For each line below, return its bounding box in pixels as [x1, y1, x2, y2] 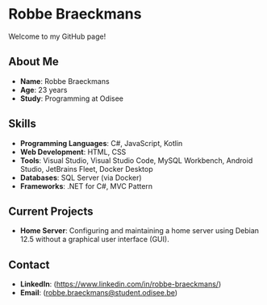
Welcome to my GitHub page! [8, 31, 106, 41]
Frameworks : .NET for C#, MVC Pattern [19, 181, 153, 190]
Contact [8, 257, 50, 271]
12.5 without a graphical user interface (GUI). [19, 235, 169, 244]
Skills [8, 117, 36, 131]
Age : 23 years [19, 85, 68, 94]
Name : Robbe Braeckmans [19, 76, 111, 86]
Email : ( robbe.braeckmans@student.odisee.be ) [19, 288, 178, 298]
